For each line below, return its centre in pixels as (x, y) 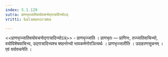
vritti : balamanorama (28, 19)
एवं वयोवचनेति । (19, 49)
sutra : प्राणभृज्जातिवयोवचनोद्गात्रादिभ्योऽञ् (37, 15)
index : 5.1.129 (21, 10)
